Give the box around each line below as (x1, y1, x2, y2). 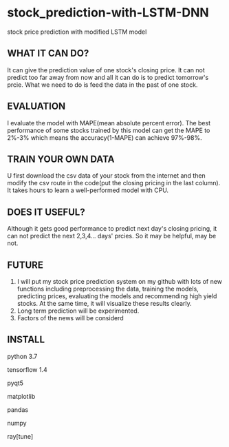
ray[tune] (7, 432, 34, 440)
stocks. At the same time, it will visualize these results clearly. (17, 300, 193, 307)
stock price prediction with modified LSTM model (7, 28, 147, 36)
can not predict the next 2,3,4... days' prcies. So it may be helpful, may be (7, 232, 217, 240)
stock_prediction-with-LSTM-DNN (7, 5, 210, 21)
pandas (7, 405, 29, 414)
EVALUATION (7, 101, 66, 112)
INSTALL (7, 334, 45, 346)
